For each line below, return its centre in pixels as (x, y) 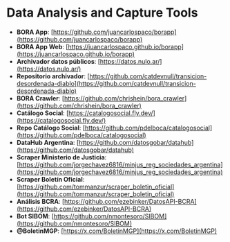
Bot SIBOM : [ (35, 216)
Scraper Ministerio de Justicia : (61, 157)
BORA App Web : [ (42, 46)
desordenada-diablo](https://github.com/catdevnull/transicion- (106, 83)
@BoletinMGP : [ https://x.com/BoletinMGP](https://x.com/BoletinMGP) (117, 231)
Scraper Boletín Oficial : (50, 179)
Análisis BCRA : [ (40, 201)
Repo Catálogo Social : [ (51, 128)
